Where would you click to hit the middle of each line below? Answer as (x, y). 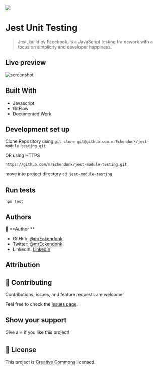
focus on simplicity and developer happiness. (65, 47)
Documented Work (32, 114)
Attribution (23, 265)
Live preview (26, 63)
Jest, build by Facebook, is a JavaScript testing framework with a (85, 41)
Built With (21, 91)
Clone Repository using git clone (40, 141)
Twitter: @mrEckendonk (37, 244)
